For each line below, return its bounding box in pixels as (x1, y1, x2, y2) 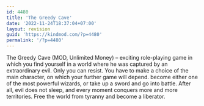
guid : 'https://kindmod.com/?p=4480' (6, 32, 103, 38)
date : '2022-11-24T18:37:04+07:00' (6, 20, 97, 26)
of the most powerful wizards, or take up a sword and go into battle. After (6, 80, 191, 87)
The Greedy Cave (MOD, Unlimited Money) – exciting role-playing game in (6, 54, 193, 61)
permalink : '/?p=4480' (6, 37, 64, 43)
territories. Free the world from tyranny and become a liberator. (6, 93, 166, 100)
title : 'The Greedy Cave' (6, 15, 72, 21)
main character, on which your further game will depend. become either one (6, 74, 199, 80)
